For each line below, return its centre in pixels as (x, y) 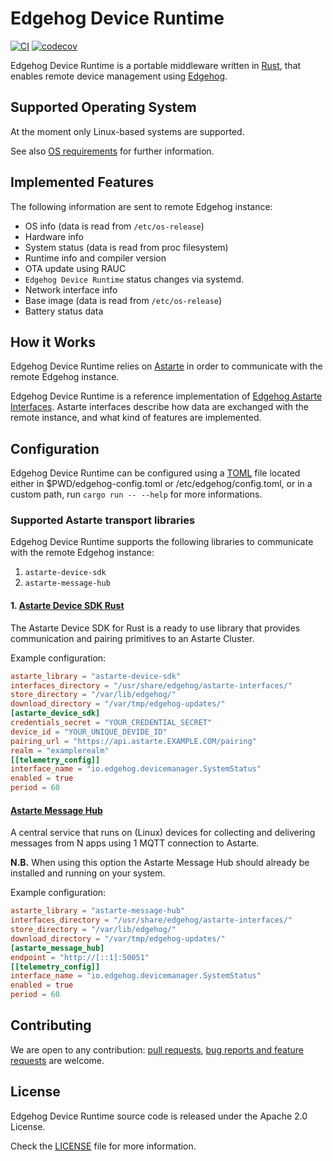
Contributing (51, 1025)
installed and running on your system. (88, 873)
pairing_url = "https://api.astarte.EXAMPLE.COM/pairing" (133, 741)
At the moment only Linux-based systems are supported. (127, 131)
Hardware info (54, 236)
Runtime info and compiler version (95, 258)
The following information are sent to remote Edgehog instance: (141, 206)
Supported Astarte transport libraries (103, 520)
